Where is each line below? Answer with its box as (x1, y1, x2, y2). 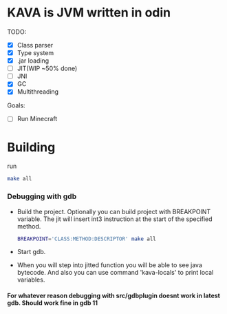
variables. (17, 275, 45, 284)
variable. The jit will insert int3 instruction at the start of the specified (17, 215, 213, 223)
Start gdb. (17, 248, 46, 256)
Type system (17, 49, 54, 56)
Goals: (7, 101, 25, 109)
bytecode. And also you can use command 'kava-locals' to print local (17, 269, 214, 277)
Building (7, 139, 56, 155)
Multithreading (17, 87, 59, 96)
